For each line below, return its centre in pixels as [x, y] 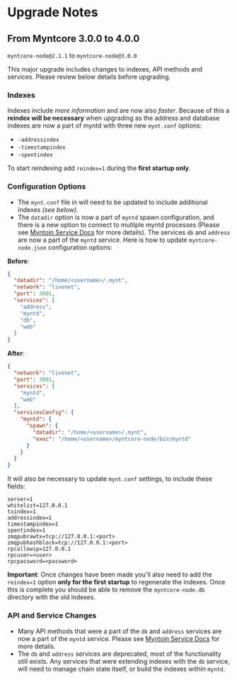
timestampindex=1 [33, 524]
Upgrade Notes [53, 12]
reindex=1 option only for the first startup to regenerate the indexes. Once [116, 582]
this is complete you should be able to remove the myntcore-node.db [106, 590]
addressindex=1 [30, 518]
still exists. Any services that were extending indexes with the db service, [123, 661]
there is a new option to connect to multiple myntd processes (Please [118, 225]
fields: [17, 486]
